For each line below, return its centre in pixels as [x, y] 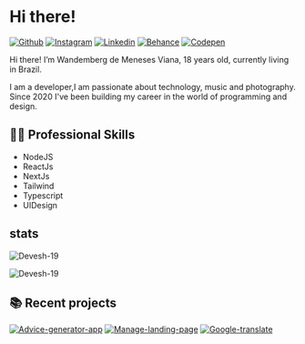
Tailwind [38, 186]
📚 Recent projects [63, 303]
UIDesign [40, 205]
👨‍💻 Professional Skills [72, 135]
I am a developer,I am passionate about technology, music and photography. [152, 86]
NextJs [36, 176]
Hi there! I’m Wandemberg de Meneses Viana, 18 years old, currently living [149, 59]
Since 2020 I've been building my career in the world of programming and [148, 96]
